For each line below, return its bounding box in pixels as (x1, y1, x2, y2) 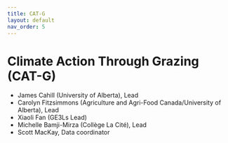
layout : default (7, 17, 55, 24)
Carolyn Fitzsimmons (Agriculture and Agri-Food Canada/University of (17, 98, 222, 107)
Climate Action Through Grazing (7, 53, 200, 69)
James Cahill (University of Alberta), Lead (17, 91, 139, 100)
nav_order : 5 (7, 23, 46, 30)
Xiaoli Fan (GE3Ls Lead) (17, 113, 88, 122)
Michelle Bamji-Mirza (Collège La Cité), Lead (17, 121, 147, 129)
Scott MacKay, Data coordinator (17, 128, 110, 137)
